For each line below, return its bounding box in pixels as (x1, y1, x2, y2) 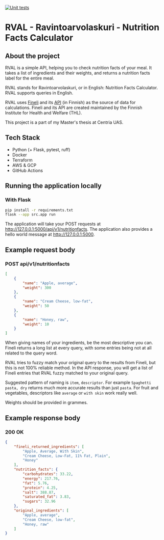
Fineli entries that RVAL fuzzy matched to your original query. (5, 370, 129, 376)
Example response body (5, 414, 81, 422)
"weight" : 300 (23, 285, 51, 290)
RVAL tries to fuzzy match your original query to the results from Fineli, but (5, 360, 156, 366)
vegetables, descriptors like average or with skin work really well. (5, 390, 138, 396)
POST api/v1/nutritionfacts (5, 260, 70, 267)
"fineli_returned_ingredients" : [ (14, 444, 84, 449)
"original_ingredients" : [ (14, 508, 69, 513)
